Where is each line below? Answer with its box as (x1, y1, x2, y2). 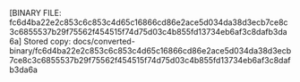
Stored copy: (23, 36, 72, 46)
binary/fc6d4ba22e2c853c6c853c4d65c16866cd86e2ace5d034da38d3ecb (9, 45, 292, 56)
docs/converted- (73, 36, 136, 46)
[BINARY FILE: (9, 8, 62, 18)
